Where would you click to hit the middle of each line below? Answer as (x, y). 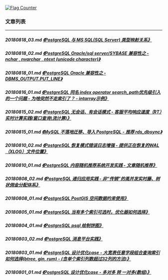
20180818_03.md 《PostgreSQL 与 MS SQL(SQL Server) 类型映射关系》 (79, 39)
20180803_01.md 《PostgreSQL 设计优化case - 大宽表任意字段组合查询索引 (83, 253)
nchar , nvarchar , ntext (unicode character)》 (53, 59)
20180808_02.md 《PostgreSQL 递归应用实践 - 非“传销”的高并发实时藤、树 (83, 178)
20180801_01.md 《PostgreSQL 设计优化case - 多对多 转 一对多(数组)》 (78, 273)
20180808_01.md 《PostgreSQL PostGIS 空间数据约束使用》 (67, 198)
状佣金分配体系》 (23, 185)
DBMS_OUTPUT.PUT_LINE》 (34, 79)
